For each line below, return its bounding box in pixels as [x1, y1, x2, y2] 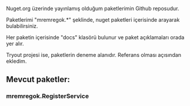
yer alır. [6, 40, 25, 47]
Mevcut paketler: [6, 74, 71, 84]
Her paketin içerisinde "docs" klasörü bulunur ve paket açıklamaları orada [6, 34, 185, 40]
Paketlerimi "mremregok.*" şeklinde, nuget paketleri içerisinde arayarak [6, 16, 180, 23]
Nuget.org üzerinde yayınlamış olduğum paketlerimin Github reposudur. [6, 5, 179, 12]
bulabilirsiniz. [6, 23, 38, 29]
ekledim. [6, 58, 27, 64]
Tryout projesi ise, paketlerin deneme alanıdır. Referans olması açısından [6, 52, 181, 58]
